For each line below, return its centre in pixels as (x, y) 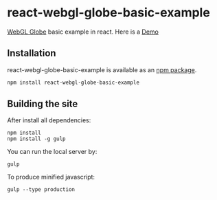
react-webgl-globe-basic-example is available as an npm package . (102, 69)
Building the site (43, 104)
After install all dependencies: (49, 120)
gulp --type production (41, 190)
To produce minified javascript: (51, 177)
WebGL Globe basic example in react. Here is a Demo (83, 32)
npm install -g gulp (37, 139)
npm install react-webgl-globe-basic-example (73, 82)
